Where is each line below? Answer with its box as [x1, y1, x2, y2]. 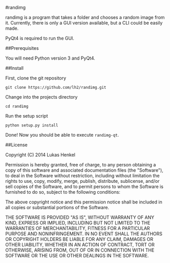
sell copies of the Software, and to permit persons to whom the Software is [5, 183, 164, 190]
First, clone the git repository [5, 75, 67, 81]
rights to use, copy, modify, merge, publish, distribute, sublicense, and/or [5, 178, 160, 184]
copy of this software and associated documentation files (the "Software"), [5, 167, 164, 173]
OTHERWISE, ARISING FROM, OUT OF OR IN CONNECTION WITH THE [5, 247, 155, 253]
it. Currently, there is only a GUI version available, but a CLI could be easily [5, 20, 163, 26]
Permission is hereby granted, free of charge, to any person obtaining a [5, 162, 156, 167]
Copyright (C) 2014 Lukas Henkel [5, 152, 76, 158]
